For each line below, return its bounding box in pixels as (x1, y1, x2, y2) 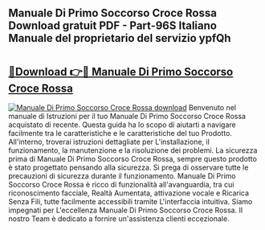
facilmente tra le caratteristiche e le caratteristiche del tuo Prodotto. (8, 129, 233, 138)
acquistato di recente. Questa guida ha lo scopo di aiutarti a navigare (8, 120, 236, 129)
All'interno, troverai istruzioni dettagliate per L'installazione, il (8, 137, 210, 146)
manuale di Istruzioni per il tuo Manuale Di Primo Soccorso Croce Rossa (8, 112, 247, 121)
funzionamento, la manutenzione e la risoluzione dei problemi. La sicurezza (8, 146, 258, 155)
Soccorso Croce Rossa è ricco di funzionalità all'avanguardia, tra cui (8, 180, 234, 189)
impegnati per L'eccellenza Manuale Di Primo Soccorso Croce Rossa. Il (8, 205, 243, 215)
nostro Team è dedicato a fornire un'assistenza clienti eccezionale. (8, 214, 230, 224)
